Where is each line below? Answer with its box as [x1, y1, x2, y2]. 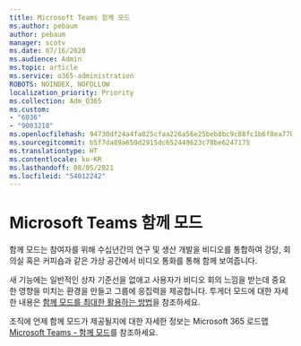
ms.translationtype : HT [9, 146, 99, 155]
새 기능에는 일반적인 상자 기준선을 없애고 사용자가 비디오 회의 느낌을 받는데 [9, 274, 271, 285]
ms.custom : [9, 105, 50, 114]
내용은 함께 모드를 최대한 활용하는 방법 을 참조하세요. [18, 297, 201, 307]
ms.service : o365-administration [9, 72, 134, 81]
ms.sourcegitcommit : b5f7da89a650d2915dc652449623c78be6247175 [9, 138, 251, 147]
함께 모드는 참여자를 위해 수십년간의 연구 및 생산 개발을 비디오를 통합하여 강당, [9, 244, 282, 255]
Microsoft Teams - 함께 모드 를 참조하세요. [9, 327, 159, 338]
